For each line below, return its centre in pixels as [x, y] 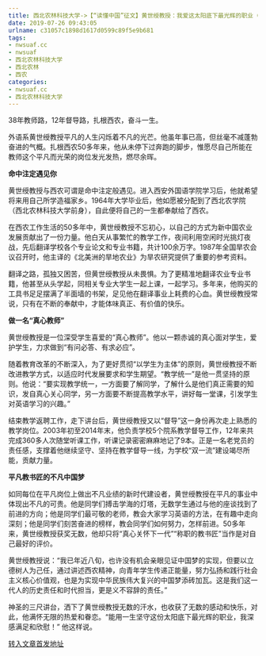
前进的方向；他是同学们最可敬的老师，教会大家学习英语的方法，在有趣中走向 [133, 514]
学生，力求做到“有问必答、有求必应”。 [77, 347]
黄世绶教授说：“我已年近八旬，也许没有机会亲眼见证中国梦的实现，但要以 [128, 561]
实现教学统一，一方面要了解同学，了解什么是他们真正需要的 [150, 384]
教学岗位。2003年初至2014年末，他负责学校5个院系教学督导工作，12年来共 [131, 431]
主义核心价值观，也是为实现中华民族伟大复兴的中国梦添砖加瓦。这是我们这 [129, 581]
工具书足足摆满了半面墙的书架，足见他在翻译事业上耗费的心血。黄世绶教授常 [133, 293]
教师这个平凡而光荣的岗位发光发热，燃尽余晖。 [84, 157]
